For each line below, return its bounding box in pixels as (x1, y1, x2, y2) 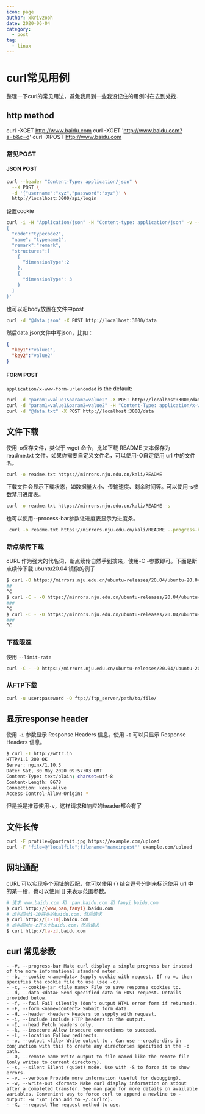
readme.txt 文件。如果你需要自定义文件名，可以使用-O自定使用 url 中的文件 (6, 451, 196, 459)
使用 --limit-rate (6, 653, 52, 661)
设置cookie (6, 207, 35, 215)
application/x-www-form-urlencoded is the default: (6, 385, 132, 392)
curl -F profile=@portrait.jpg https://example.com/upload (6, 838, 160, 845)
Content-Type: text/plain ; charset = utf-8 (6, 773, 113, 780)
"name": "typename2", (12, 236, 67, 243)
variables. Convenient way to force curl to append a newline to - (6, 1091, 182, 1097)
